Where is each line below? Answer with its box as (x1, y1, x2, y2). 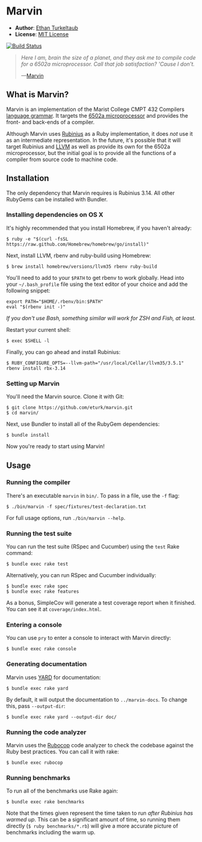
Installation (6, 173, 49, 183)
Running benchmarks (6, 773, 71, 782)
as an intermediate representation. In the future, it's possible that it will (6, 136, 181, 144)
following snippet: (6, 286, 50, 294)
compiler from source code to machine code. (6, 156, 118, 163)
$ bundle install (6, 432, 50, 438)
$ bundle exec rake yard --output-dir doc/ (6, 714, 117, 720)
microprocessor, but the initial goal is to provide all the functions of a (6, 149, 176, 156)
